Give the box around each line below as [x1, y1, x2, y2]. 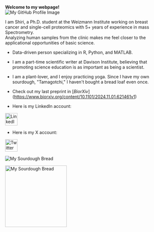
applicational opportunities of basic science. [5, 40, 95, 46]
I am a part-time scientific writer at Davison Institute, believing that [12, 59, 148, 65]
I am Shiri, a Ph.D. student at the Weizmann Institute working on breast [5, 19, 148, 25]
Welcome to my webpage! [5, 4, 60, 10]
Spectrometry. [5, 30, 34, 35]
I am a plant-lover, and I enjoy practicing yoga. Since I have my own [12, 74, 149, 79]
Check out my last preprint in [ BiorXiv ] [12, 89, 90, 94]
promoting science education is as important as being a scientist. [12, 64, 145, 70]
